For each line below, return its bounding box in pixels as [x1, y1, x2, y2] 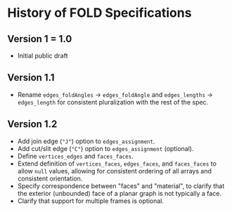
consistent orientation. [17, 174, 83, 183]
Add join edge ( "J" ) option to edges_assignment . [17, 137, 155, 145]
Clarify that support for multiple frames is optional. [17, 197, 164, 205]
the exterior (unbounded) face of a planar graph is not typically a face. [17, 189, 222, 197]
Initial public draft [17, 51, 68, 60]
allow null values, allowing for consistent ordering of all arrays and [17, 166, 212, 175]
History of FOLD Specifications [7, 5, 192, 21]
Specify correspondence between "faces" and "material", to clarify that [17, 181, 225, 190]
